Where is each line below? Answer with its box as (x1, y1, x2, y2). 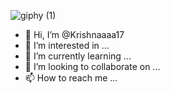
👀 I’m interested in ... (24, 40, 110, 51)
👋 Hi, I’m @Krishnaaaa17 (24, 29, 125, 40)
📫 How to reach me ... (24, 72, 118, 84)
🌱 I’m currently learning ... (24, 50, 132, 62)
